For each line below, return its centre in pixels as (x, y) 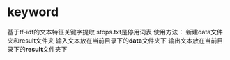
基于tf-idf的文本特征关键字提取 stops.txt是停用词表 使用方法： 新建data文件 (115, 32)
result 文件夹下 (46, 49)
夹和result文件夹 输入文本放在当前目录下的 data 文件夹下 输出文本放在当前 (112, 40)
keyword (33, 12)
